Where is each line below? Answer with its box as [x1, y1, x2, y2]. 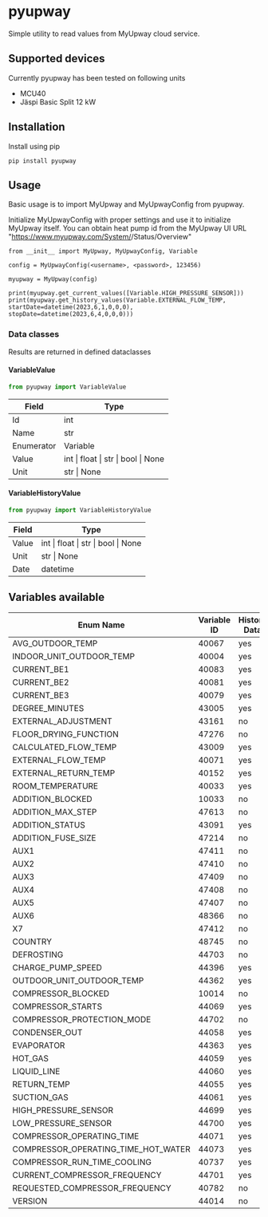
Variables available [8, 591, 105, 604]
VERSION [12, 1195, 48, 1207]
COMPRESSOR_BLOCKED [12, 988, 110, 999]
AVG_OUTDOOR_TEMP [12, 638, 98, 649]
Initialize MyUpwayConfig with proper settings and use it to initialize [8, 215, 231, 225]
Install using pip [8, 141, 61, 151]
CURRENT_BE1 [12, 663, 69, 674]
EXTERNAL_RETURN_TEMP [12, 767, 116, 778]
